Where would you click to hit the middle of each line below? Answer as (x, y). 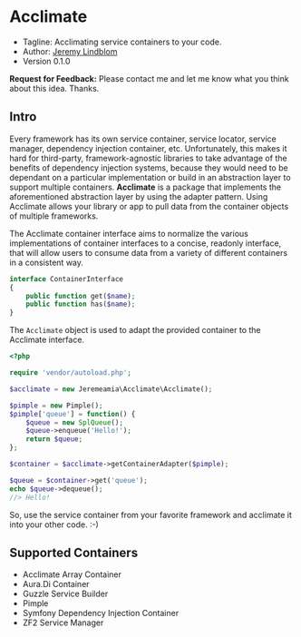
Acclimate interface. (47, 340)
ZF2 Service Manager (63, 622)
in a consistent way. (47, 262)
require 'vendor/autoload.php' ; (70, 373)
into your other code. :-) (54, 524)
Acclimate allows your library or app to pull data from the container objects (149, 206)
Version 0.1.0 (46, 61)
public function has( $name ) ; (81, 304)
